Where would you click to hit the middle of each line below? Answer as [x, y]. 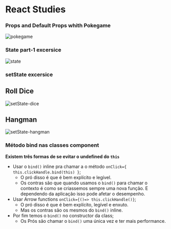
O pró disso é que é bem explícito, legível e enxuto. [74, 204]
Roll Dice [20, 91]
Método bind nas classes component [52, 145]
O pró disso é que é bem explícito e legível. [66, 177]
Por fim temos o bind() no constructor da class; [63, 215]
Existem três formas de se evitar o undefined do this [62, 156]
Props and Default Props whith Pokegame [58, 26]
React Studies [36, 9]
